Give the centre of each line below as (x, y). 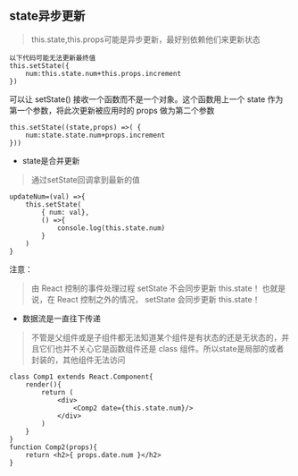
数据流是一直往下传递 (61, 318)
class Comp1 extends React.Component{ (81, 377)
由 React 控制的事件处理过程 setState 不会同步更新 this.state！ (145, 288)
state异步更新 (47, 16)
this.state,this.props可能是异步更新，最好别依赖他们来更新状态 (145, 39)
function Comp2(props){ (54, 447)
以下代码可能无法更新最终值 (53, 58)
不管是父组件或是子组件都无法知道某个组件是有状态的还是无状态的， (156, 337)
